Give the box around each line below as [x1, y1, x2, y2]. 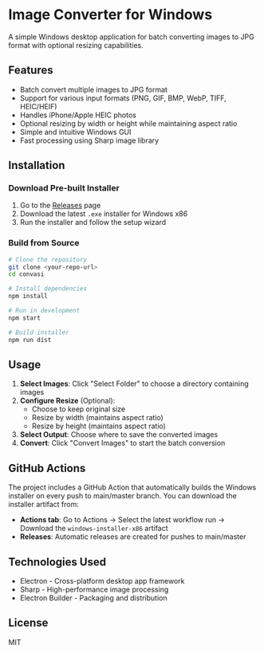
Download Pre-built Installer [8, 183, 120, 194]
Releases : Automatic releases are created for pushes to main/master [19, 532, 246, 541]
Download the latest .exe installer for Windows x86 [19, 209, 188, 218]
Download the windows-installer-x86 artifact [19, 524, 169, 533]
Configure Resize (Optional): [19, 396, 116, 406]
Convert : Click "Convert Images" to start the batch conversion [19, 439, 226, 448]
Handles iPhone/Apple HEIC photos [19, 110, 137, 120]
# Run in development [8, 307, 81, 315]
